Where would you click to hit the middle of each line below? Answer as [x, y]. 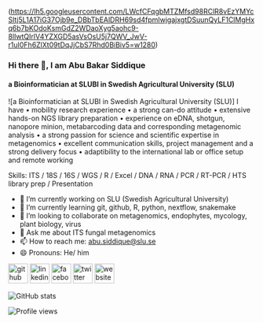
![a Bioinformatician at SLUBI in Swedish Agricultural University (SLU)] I [123, 102]
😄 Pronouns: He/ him [54, 253]
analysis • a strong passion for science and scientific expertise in [114, 135]
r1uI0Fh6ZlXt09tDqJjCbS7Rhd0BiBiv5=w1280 [82, 45]
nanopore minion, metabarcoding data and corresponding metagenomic [125, 127]
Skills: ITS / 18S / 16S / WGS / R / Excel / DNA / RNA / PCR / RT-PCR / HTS [128, 176]
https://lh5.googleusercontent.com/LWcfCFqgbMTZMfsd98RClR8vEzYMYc [132, 11]
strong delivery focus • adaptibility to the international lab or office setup [126, 152]
